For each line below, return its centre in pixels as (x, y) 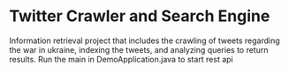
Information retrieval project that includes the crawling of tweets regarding (144, 40)
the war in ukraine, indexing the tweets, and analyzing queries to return (139, 49)
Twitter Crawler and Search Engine (140, 16)
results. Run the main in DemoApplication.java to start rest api (122, 59)
